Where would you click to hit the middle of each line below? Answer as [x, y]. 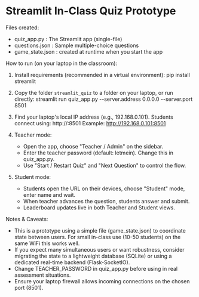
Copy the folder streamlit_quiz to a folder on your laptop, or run [94, 92]
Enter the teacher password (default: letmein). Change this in [98, 153]
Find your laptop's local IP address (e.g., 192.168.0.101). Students [94, 117]
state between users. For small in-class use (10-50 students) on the [97, 237]
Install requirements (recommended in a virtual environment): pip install [102, 75]
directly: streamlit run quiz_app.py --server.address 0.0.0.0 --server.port [103, 99]
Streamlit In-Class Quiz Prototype [91, 11]
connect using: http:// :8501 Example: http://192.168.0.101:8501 [90, 123]
